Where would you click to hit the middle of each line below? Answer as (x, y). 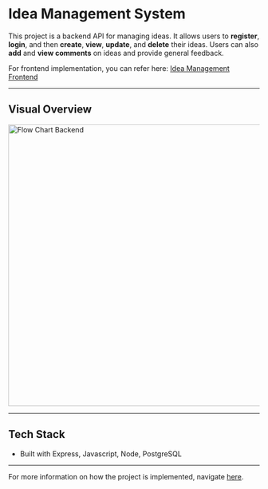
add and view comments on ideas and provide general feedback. (116, 53)
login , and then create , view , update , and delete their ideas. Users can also (134, 44)
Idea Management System (97, 14)
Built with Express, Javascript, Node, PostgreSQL (100, 454)
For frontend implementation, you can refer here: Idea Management (119, 68)
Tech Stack (37, 434)
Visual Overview (50, 110)
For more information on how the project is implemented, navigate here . (126, 476)
